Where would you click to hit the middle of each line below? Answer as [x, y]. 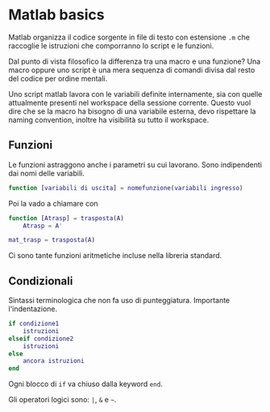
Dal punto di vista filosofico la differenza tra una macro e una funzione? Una [135, 61]
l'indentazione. [33, 309]
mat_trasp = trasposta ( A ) [52, 240]
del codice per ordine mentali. [58, 78]
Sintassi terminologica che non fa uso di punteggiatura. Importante [119, 301]
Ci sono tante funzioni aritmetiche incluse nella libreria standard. [115, 256]
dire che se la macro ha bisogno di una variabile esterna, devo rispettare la [132, 111]
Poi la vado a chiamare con [53, 203]
